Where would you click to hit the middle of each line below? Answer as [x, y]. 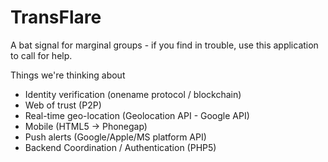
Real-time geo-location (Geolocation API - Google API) [137, 115]
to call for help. [41, 55]
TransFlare [56, 17]
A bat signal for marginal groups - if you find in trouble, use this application [164, 45]
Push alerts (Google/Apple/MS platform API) [115, 137]
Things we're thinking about [68, 75]
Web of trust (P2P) [63, 105]
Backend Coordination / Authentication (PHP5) [120, 147]
